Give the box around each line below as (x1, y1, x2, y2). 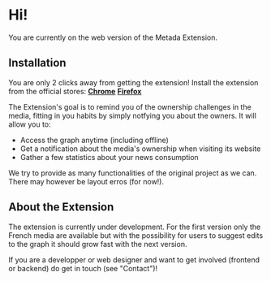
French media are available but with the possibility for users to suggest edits (8, 230, 264, 240)
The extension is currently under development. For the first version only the (8, 222, 261, 231)
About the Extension (8, 201, 114, 214)
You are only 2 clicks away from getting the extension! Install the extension (8, 77, 259, 87)
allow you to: (8, 119, 51, 129)
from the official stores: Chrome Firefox (8, 86, 142, 96)
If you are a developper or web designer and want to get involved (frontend (8, 254, 260, 265)
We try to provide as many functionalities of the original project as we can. (8, 168, 257, 178)
